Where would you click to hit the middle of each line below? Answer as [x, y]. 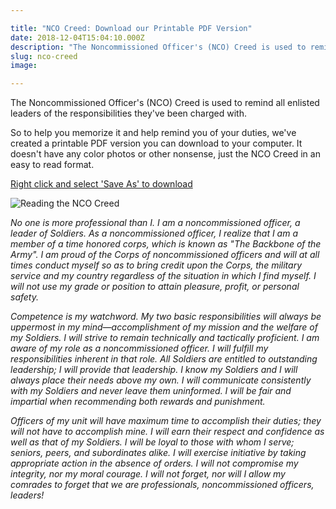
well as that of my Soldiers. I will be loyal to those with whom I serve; [152, 442]
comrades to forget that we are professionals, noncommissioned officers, [162, 485]
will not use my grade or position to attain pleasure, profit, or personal [155, 287]
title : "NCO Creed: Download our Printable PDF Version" [131, 28]
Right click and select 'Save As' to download [101, 184]
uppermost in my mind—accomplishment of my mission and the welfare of [164, 327]
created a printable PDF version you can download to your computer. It [156, 143]
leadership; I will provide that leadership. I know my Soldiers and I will [154, 370]
